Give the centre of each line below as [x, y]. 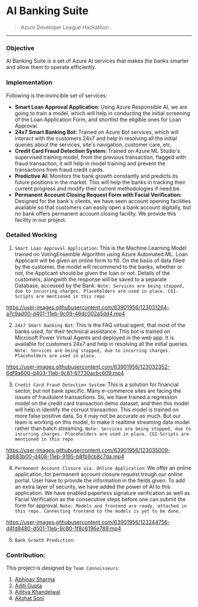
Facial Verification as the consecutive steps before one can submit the [100, 499]
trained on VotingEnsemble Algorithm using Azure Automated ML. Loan [101, 254]
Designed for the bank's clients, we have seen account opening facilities [103, 201]
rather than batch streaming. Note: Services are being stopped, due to [103, 428]
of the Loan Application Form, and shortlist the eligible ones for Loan [98, 119]
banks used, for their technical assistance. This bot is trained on [93, 331]
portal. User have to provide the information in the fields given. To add [100, 480]
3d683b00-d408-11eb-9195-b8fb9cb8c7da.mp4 [65, 456]
